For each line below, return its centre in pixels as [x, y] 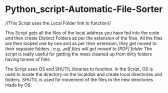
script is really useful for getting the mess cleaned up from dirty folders [79, 54]
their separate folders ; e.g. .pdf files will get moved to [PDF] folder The [79, 48]
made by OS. [18, 85]
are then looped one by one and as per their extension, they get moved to [81, 43]
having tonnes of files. [28, 59]
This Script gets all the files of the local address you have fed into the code [82, 32]
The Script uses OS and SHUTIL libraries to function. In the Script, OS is [79, 69]
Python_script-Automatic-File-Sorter [84, 9]
